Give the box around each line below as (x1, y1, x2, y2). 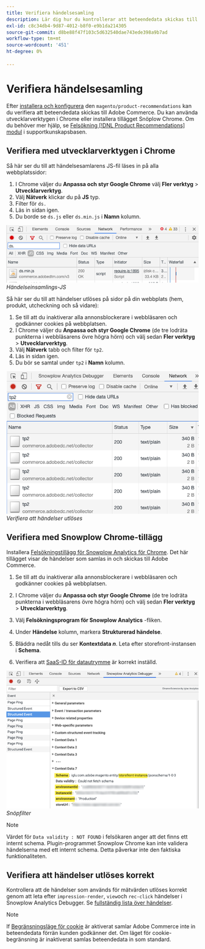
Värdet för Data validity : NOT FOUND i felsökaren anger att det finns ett (6, 833, 188, 840)
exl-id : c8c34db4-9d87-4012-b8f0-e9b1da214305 (6, 23, 127, 29)
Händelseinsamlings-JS (6, 284, 67, 291)
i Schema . (15, 646, 41, 654)
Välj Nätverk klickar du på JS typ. (15, 193, 101, 201)
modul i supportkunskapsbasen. (6, 128, 87, 135)
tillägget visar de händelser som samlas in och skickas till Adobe (6, 555, 168, 562)
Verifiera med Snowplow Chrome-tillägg (6, 532, 163, 543)
